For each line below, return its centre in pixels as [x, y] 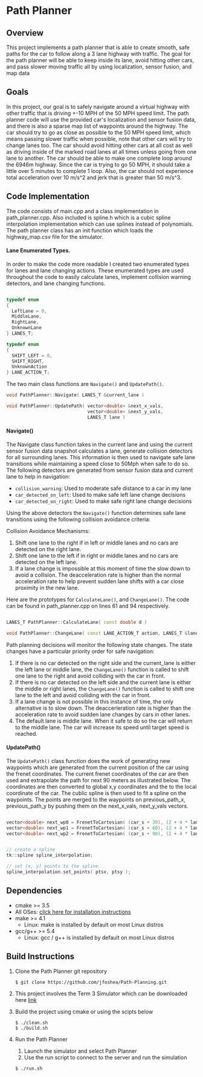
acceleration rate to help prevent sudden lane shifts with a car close [99, 581]
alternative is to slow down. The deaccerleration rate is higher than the [103, 708]
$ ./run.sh [29, 1069]
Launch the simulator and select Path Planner [80, 1051]
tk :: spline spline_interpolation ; [50, 856]
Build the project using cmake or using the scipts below [84, 1012]
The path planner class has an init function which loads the [79, 230]
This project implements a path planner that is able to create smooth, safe [98, 47]
